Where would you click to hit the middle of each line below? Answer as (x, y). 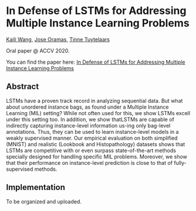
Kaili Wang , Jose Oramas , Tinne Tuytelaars (58, 39)
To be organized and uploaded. (44, 201)
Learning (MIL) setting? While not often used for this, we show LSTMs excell (98, 113)
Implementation (36, 187)
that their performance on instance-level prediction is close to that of (89, 162)
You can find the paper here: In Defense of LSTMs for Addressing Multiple (96, 62)
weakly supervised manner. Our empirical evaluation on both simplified (92, 138)
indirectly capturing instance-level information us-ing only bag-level (88, 125)
